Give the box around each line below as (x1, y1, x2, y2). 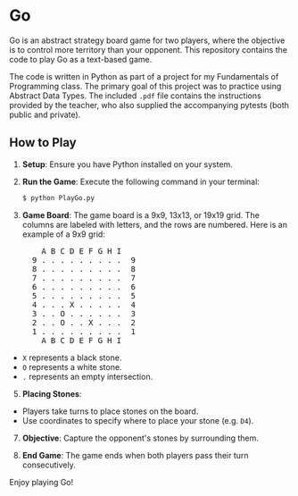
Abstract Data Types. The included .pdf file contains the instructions (9, 90, 261, 101)
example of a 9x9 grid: (21, 229, 105, 240)
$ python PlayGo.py (21, 193, 95, 202)
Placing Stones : (21, 388, 82, 399)
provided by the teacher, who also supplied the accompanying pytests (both (9, 99, 290, 110)
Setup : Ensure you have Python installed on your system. (21, 158, 234, 170)
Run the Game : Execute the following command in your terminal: (21, 176, 261, 187)
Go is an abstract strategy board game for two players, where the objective (9, 35, 286, 46)
